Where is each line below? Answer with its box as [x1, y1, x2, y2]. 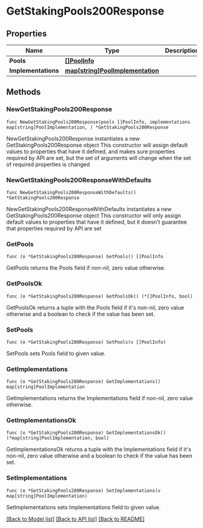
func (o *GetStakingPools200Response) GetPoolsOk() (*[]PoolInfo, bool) [6, 293, 193, 299]
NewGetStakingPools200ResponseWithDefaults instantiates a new [6, 205, 172, 213]
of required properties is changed [6, 161, 90, 168]
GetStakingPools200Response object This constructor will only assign [6, 212, 181, 219]
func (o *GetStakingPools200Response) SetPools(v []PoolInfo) [6, 339, 166, 345]
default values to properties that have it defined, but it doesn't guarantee [6, 218, 187, 226]
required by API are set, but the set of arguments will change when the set [6, 154, 192, 161]
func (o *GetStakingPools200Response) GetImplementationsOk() [6, 430, 166, 436]
